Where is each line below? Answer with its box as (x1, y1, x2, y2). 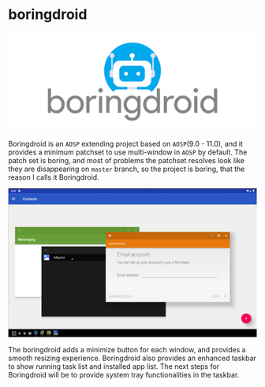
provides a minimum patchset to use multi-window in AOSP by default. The (8, 147, 248, 157)
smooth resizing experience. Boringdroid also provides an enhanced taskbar (8, 353, 256, 363)
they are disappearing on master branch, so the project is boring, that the (8, 164, 245, 174)
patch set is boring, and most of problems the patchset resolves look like (8, 156, 245, 166)
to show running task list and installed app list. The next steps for (8, 362, 220, 371)
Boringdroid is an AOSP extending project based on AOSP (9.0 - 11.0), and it (8, 140, 243, 149)
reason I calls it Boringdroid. (8, 173, 100, 182)
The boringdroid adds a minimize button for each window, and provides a (8, 345, 246, 355)
